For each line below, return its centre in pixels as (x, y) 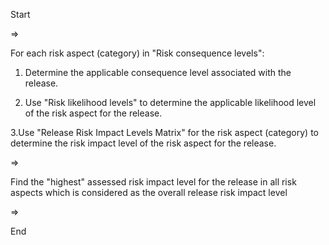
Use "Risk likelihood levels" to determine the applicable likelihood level (170, 102)
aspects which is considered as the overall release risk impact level (149, 192)
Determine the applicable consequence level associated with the (158, 72)
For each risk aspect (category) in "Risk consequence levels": (137, 53)
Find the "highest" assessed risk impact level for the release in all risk (153, 182)
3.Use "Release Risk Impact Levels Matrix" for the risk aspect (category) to (165, 132)
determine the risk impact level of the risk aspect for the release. (143, 143)
